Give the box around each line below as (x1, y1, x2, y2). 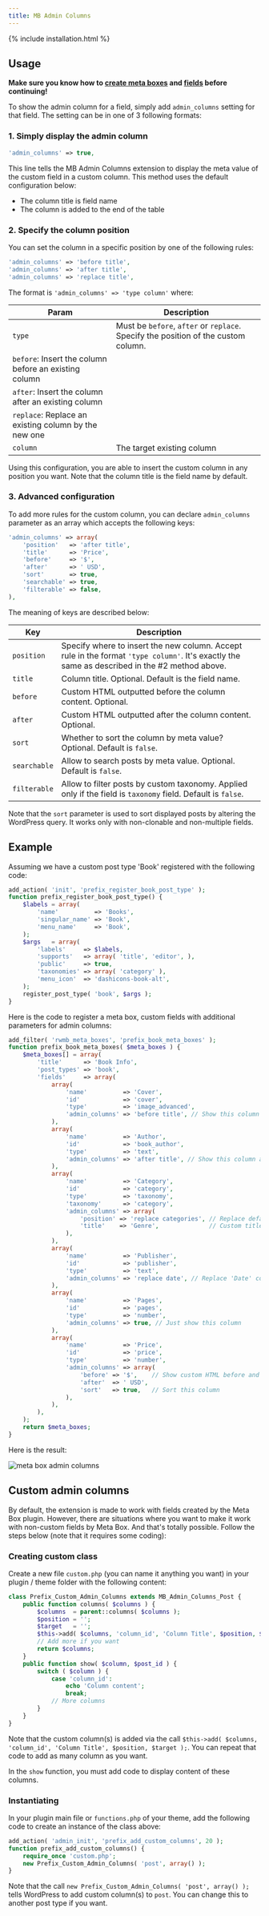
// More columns (50, 1697, 106, 1705)
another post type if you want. (8, 1898, 108, 1908)
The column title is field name (19, 195, 118, 205)
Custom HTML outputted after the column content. (61, 709, 251, 720)
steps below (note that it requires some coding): (8, 1531, 167, 1540)
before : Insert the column (12, 353, 107, 364)
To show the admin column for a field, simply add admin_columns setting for (8, 102, 255, 112)
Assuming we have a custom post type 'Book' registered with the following (8, 862, 255, 871)
